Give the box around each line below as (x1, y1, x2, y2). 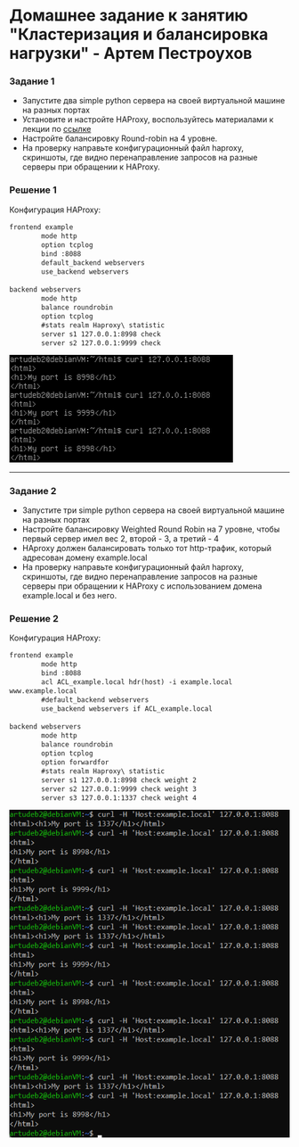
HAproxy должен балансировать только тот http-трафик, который (21, 543, 272, 554)
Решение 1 (9, 184, 58, 196)
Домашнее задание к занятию (9, 5, 249, 26)
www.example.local (9, 687, 77, 696)
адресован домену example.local (21, 552, 148, 563)
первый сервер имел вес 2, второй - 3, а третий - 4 (21, 533, 220, 544)
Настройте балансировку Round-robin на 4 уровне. (21, 133, 218, 144)
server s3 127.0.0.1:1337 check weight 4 (41, 794, 198, 803)
